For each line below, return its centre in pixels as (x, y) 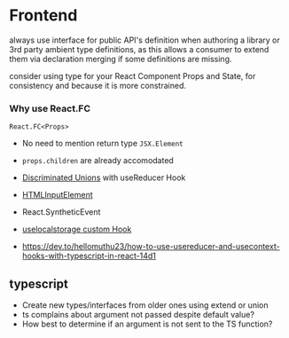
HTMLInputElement (57, 195)
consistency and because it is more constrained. (98, 85)
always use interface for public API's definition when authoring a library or (145, 40)
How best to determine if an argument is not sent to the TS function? (147, 324)
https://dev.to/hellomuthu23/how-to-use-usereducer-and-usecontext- (151, 247)
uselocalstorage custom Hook (77, 229)
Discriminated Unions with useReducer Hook (104, 177)
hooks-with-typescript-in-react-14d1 (89, 256)
